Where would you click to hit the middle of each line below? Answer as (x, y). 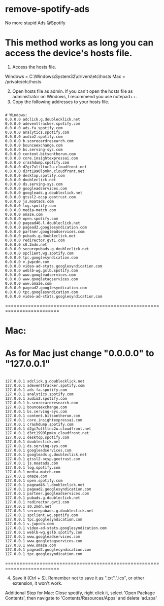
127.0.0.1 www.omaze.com (31, 545)
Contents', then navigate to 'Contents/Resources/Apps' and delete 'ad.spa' (81, 598)
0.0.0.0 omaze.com (24, 214)
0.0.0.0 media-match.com (31, 210)
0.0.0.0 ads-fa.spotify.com (34, 128)
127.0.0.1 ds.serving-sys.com (36, 446)
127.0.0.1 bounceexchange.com (36, 407)
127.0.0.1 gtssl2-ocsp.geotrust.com (43, 459)
